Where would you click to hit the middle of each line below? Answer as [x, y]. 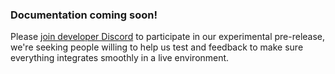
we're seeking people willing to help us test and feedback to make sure [157, 47]
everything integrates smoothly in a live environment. [120, 58]
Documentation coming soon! [84, 15]
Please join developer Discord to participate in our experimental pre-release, [168, 37]
